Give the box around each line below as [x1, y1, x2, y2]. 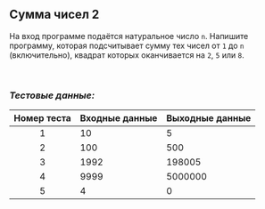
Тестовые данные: [9, 89, 95, 101]
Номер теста [13, 112, 71, 125]
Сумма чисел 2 [9, 7, 100, 22]
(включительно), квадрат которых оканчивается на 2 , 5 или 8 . [9, 49, 244, 60]
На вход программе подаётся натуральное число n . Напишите [9, 30, 249, 41]
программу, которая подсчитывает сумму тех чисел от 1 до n [9, 40, 244, 51]
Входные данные [79, 112, 158, 125]
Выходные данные [166, 112, 252, 125]
